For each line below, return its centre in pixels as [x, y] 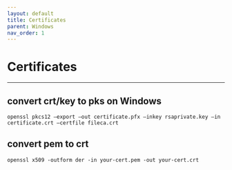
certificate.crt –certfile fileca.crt [63, 123]
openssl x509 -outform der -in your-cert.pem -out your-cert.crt [103, 160]
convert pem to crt [48, 144]
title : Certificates [37, 20]
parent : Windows [30, 26]
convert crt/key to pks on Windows [85, 101]
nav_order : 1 [26, 33]
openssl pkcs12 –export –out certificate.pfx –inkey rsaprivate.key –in [114, 117]
